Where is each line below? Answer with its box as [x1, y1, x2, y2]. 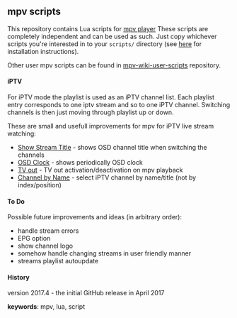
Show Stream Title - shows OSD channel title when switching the [17, 143, 207, 152]
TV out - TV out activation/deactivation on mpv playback [17, 166, 183, 175]
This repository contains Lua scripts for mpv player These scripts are [7, 24, 209, 33]
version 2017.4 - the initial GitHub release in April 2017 [7, 289, 165, 297]
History [7, 273, 30, 281]
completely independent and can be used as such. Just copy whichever [7, 32, 217, 40]
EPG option [17, 234, 51, 243]
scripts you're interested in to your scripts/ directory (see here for [7, 39, 202, 48]
